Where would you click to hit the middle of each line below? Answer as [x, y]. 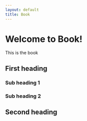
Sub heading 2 [23, 96]
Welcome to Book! [44, 39]
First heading [26, 68]
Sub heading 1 [22, 83]
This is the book [22, 53]
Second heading [31, 112]
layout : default [22, 10]
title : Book [17, 14]
